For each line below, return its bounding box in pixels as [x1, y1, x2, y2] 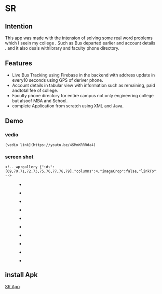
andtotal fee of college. [12, 88, 59, 93]
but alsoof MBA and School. [12, 98, 68, 103]
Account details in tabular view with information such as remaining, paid [12, 82, 155, 88]
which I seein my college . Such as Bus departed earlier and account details [5, 40, 156, 46]
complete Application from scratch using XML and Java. [12, 103, 124, 109]
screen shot [5, 153, 34, 160]
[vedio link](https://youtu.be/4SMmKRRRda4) [5, 142, 96, 147]
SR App [5, 283, 20, 289]
